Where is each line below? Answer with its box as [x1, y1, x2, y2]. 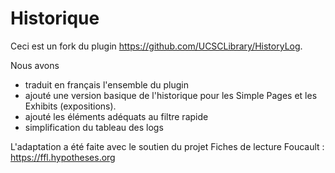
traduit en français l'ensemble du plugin [24, 78, 189, 91]
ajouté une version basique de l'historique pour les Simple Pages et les [24, 89, 318, 101]
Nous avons [10, 59, 60, 71]
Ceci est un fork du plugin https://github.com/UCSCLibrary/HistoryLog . [10, 40, 303, 52]
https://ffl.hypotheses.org [10, 151, 116, 163]
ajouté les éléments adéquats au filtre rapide [24, 110, 209, 122]
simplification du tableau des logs [24, 121, 164, 133]
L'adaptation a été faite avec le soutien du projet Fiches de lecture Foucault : [10, 140, 325, 152]
